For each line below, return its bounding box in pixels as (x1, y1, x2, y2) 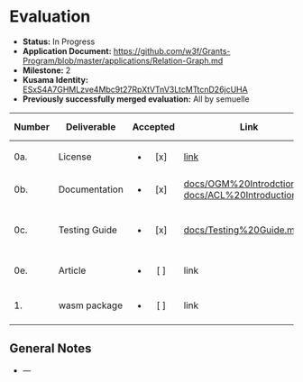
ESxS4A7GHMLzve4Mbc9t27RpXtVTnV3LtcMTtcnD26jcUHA (22, 84, 248, 95)
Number (14, 120, 50, 132)
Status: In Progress (22, 36, 96, 47)
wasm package (58, 299, 124, 312)
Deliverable (66, 120, 116, 132)
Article (58, 264, 87, 277)
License (58, 150, 92, 163)
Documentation (58, 183, 124, 196)
